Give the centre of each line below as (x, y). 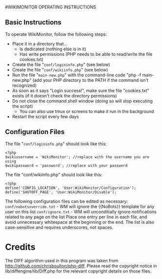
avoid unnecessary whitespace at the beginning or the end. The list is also (80, 222)
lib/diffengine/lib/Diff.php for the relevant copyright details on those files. (78, 271)
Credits (20, 247)
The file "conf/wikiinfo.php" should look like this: (54, 174)
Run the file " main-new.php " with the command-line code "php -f (77, 75)
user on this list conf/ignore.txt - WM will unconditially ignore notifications (81, 211)
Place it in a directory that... (40, 44)
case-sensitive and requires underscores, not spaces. (59, 227)
